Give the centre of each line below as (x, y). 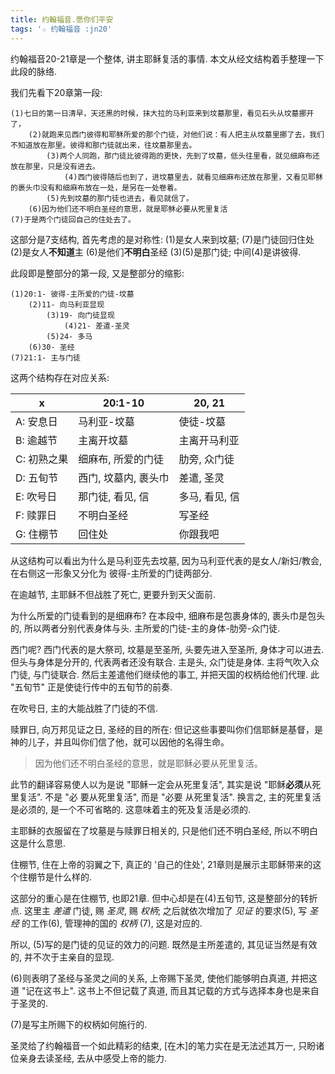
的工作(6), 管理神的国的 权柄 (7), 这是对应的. (112, 923)
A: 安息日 (36, 421)
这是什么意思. (38, 843)
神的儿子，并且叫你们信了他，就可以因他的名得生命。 (120, 742)
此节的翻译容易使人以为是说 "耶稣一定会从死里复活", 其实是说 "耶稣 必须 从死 (166, 784)
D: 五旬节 (37, 478)
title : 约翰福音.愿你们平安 (62, 19)
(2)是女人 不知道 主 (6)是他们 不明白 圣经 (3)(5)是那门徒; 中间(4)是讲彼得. (156, 252)
